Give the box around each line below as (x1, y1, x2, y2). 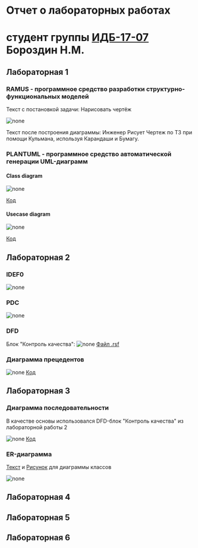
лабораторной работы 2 (6, 423, 68, 431)
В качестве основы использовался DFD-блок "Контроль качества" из (6, 417, 184, 424)
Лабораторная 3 (6, 386, 70, 396)
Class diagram (6, 172, 43, 179)
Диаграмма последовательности (6, 404, 109, 412)
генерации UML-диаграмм (6, 157, 88, 165)
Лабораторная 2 (6, 252, 70, 262)
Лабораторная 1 (6, 67, 68, 77)
